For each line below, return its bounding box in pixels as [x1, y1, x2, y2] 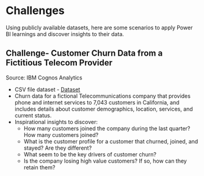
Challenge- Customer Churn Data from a [5, 48, 163, 59]
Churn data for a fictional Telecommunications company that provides [14, 92, 191, 100]
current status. [14, 111, 52, 119]
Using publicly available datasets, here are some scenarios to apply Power [5, 24, 193, 31]
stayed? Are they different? [23, 144, 92, 152]
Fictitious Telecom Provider [5, 57, 113, 68]
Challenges [5, 4, 65, 18]
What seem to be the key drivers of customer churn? [23, 150, 157, 158]
